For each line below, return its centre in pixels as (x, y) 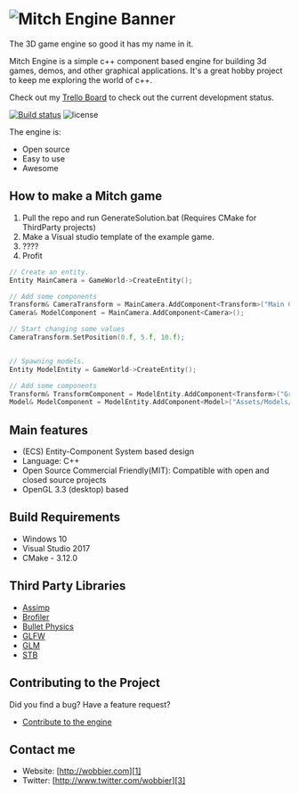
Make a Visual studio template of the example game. (118, 236)
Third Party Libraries (68, 586)
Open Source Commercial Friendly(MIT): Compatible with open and (145, 471)
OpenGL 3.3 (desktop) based (75, 490)
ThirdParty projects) (59, 227)
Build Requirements (65, 517)
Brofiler (36, 616)
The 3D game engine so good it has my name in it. (101, 44)
